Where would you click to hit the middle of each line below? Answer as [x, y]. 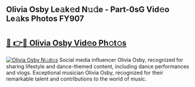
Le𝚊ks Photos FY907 [45, 19]
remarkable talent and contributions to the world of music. [76, 79]
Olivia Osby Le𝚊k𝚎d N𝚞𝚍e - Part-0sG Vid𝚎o [88, 10]
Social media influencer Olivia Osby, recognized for [121, 60]
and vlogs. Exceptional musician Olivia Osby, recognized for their [85, 73]
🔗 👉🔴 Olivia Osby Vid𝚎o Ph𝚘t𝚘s [66, 43]
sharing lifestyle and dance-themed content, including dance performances [98, 66]
